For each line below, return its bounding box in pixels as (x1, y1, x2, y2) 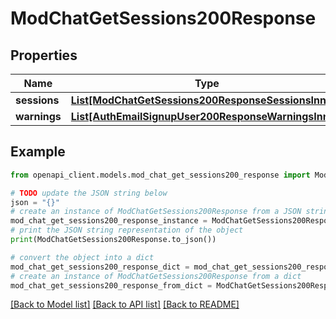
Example (10, 143, 66, 161)
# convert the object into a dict (10, 252, 155, 262)
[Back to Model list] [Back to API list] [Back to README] (10, 298, 240, 311)
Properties (10, 47, 78, 64)
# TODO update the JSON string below (10, 188, 168, 198)
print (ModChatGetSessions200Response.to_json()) (10, 235, 217, 245)
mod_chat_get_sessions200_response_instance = (10, 216, 208, 226)
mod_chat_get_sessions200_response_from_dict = (10, 280, 213, 291)
